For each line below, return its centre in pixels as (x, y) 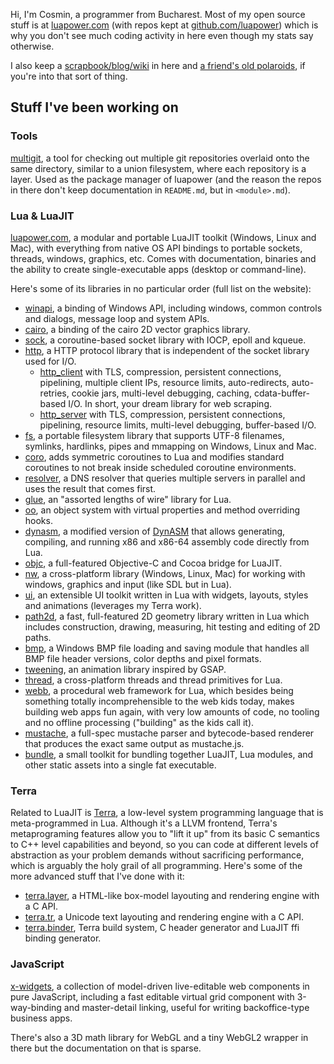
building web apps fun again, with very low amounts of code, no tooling (172, 711)
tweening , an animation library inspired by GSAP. (125, 669)
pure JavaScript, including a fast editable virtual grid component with (152, 996)
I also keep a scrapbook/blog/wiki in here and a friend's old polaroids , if (158, 65)
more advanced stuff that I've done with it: (97, 876)
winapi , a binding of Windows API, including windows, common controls (173, 308)
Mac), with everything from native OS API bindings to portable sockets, (156, 248)
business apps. (41, 1018)
